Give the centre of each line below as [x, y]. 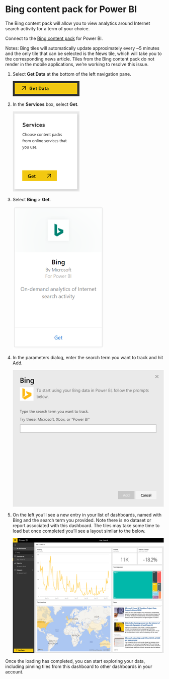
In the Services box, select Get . [46, 104]
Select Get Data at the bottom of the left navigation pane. [72, 74]
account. [14, 672]
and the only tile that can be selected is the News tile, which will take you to [83, 53]
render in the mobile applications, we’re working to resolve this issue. [77, 64]
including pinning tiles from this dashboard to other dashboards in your [79, 666]
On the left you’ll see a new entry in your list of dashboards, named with [87, 515]
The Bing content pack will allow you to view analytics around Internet [78, 23]
